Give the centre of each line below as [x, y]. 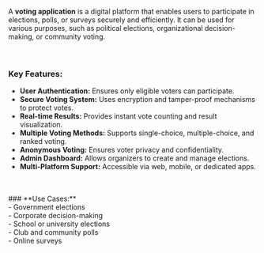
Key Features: [36, 74]
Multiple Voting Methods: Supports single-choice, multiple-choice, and [137, 133]
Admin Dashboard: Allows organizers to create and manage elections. [134, 158]
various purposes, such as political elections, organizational [106, 28]
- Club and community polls [53, 232]
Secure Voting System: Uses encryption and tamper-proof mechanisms [137, 100]
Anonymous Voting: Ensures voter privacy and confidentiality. [121, 150]
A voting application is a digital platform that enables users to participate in [131, 11]
